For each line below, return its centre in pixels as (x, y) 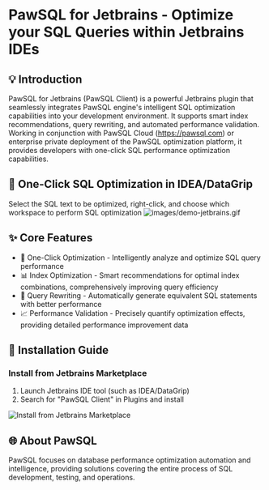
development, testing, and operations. (72, 477)
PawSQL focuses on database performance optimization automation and (130, 460)
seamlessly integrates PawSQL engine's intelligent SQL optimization (122, 107)
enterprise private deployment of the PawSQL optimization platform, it (125, 142)
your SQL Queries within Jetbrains (126, 32)
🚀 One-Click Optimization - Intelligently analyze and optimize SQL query (140, 258)
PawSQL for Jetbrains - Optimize (121, 15)
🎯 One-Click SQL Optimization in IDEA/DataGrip (131, 184)
